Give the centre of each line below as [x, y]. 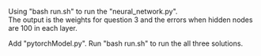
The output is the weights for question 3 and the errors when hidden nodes [130, 20]
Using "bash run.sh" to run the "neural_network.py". [93, 11]
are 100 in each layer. [43, 28]
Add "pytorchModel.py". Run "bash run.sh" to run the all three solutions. [126, 43]
